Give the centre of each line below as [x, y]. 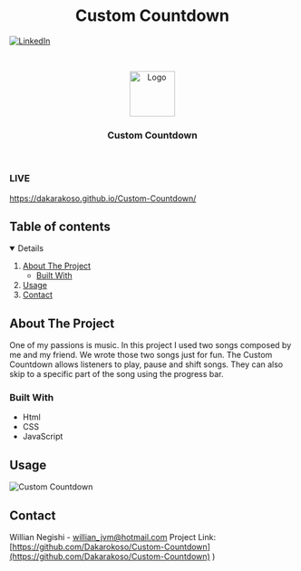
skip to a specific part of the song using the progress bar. [117, 374]
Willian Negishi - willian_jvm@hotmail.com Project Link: [112, 537]
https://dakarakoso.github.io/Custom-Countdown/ [103, 198]
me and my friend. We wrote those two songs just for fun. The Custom [141, 355]
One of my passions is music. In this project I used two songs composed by [150, 345]
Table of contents [60, 226]
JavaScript [43, 437]
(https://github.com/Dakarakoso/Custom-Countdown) [110, 556]
